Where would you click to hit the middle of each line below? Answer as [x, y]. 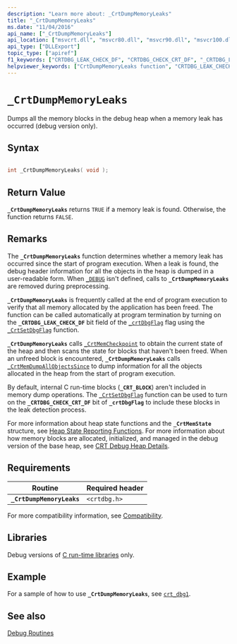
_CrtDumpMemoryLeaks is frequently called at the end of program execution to [117, 299]
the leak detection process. [47, 410]
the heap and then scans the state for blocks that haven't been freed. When [117, 351]
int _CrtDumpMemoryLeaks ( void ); [58, 170]
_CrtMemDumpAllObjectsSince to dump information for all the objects [105, 366]
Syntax [23, 148]
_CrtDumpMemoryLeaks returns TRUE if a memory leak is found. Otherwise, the [117, 210]
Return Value [36, 192]
